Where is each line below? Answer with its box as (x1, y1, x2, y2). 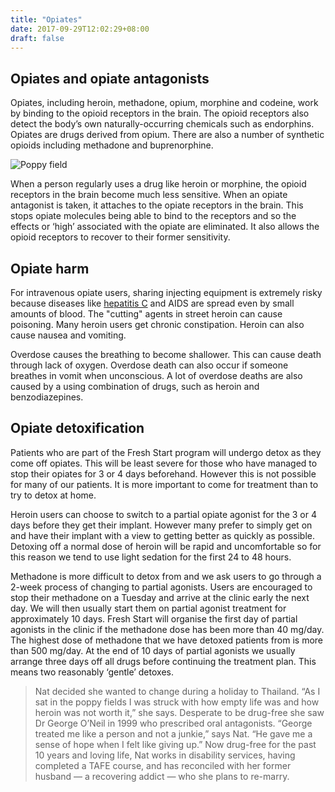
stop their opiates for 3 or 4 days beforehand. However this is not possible (10, 467, 317, 480)
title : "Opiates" (10, 14, 83, 25)
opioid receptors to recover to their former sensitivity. (10, 231, 231, 243)
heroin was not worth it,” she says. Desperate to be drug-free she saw (34, 706, 325, 718)
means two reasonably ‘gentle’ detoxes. (10, 666, 174, 678)
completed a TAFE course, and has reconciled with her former (34, 759, 292, 771)
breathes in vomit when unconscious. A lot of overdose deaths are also (10, 370, 303, 381)
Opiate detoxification (10, 420, 145, 437)
